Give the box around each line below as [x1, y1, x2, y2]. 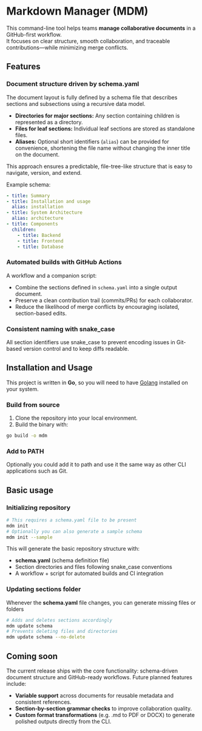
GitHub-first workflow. [6, 30, 62, 38]
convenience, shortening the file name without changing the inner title [15, 144, 190, 152]
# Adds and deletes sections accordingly [6, 617, 113, 623]
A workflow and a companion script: [6, 272, 97, 279]
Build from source [6, 400, 60, 409]
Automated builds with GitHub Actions [6, 258, 123, 266]
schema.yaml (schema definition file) [15, 557, 110, 564]
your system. [6, 385, 39, 392]
